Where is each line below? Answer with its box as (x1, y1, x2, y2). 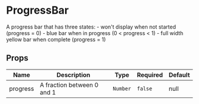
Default (168, 71, 190, 79)
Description (56, 71, 91, 79)
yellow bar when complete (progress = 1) (6, 36, 106, 43)
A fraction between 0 (39, 81, 99, 89)
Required (137, 71, 163, 79)
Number (113, 85, 131, 92)
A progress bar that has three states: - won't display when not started (6, 23, 176, 30)
